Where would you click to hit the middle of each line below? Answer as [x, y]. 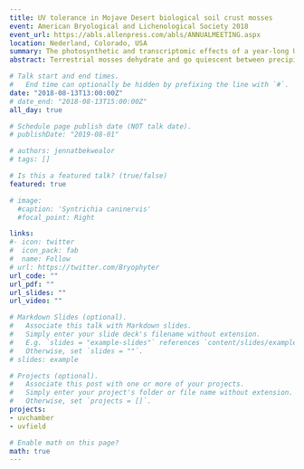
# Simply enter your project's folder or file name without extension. [152, 393]
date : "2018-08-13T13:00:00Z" [66, 93]
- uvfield [28, 426]
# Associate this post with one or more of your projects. [127, 384]
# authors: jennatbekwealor [62, 151]
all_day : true [36, 110]
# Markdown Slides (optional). [68, 318]
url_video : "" [36, 301]
